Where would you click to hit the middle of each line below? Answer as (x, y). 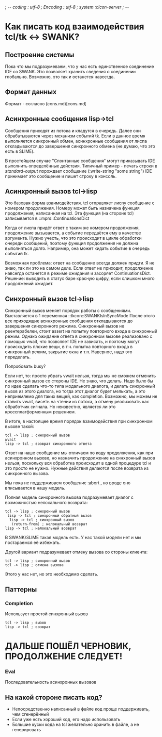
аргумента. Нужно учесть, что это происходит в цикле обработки (73, 238)
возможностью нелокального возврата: (46, 503)
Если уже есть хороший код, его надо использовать (66, 720)
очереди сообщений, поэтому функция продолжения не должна (72, 243)
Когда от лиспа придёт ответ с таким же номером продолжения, (73, 228)
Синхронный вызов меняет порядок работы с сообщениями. (68, 311)
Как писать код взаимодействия (74, 27)
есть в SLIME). (20, 151)
